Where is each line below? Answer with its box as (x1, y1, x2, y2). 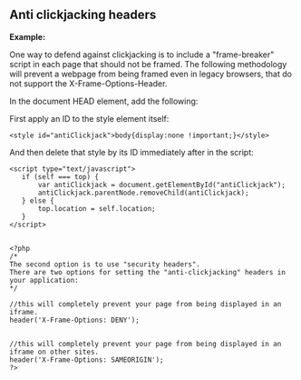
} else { (21, 195, 54, 205)
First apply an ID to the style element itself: (9, 113, 170, 124)
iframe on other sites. (9, 347, 100, 356)
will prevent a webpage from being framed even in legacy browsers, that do (9, 68, 293, 79)
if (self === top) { (21, 172, 100, 181)
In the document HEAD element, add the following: (9, 95, 199, 106)
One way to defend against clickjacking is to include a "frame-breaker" (9, 49, 275, 60)
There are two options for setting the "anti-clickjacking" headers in (9, 267, 286, 276)
